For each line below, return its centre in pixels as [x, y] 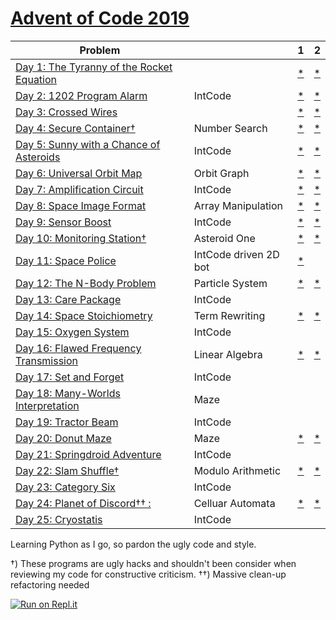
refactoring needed [50, 584]
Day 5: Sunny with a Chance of [88, 144]
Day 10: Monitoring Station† [81, 238]
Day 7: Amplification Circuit [79, 189]
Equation [36, 79]
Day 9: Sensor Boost [63, 222]
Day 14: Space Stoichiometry [84, 315]
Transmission [47, 360]
